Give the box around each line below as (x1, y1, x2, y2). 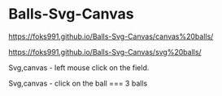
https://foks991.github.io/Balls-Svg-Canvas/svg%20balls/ (8, 47, 202, 56)
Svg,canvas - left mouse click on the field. (8, 62, 150, 73)
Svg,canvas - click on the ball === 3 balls (8, 78, 148, 88)
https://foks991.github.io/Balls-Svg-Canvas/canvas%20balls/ (8, 31, 214, 41)
